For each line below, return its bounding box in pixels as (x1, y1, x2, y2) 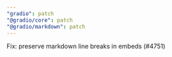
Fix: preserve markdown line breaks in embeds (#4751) (6, 42, 166, 51)
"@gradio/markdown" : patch (6, 23, 86, 30)
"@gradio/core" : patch (6, 17, 73, 24)
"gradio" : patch (6, 10, 54, 17)
